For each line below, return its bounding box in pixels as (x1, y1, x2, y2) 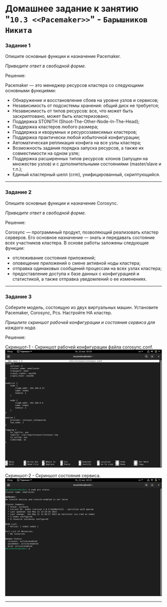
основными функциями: (5, 88, 56, 94)
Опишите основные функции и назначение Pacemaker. (5, 53, 121, 59)
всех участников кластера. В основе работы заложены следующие (5, 240, 149, 246)
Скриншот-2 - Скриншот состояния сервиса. (5, 473, 101, 479)
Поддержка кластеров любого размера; (12, 124, 98, 130)
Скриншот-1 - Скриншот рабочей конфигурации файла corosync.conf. (5, 344, 153, 350)
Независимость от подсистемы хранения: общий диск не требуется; (12, 103, 160, 109)
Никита (5, 26, 32, 35)
